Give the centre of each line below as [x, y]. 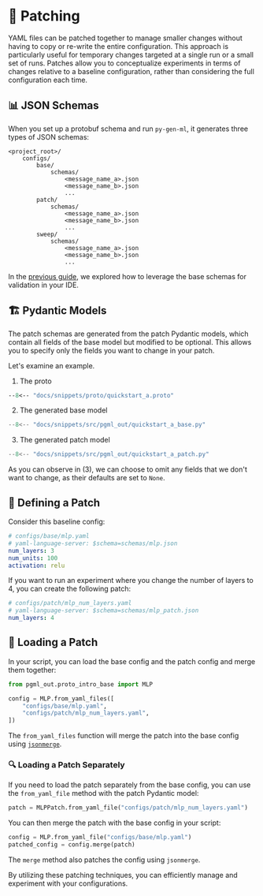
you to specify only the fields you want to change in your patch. [111, 350]
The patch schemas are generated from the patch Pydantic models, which [129, 334]
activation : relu [37, 566]
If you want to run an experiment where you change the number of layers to [131, 581]
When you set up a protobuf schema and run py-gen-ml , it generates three [128, 129]
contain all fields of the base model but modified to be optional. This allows [130, 342]
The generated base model [63, 410]
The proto [36, 381]
